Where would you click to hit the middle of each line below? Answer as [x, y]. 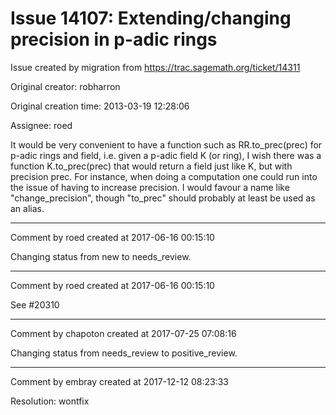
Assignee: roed [41, 125]
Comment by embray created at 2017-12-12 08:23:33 [119, 381]
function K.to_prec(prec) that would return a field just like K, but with [151, 166]
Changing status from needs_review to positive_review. [124, 353]
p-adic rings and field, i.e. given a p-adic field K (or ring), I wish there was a [166, 155]
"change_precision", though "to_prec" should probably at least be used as [163, 198]
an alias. [27, 208]
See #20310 [35, 304]
